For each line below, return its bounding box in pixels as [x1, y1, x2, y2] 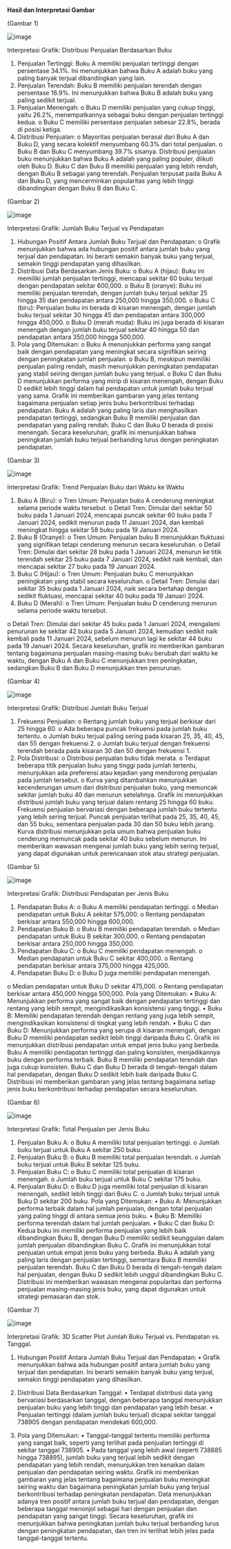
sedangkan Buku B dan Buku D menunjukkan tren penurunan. [7, 664, 182, 672]
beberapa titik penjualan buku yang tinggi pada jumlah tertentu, [17, 761, 198, 769]
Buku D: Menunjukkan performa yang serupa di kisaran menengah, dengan [7, 1026, 221, 1034]
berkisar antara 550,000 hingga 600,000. [17, 917, 135, 926]
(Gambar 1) [7, 19, 39, 27]
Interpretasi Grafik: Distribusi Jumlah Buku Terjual [7, 704, 148, 712]
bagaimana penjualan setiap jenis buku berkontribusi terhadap [17, 399, 195, 407]
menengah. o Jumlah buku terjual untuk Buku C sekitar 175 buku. [17, 1175, 202, 1183]
